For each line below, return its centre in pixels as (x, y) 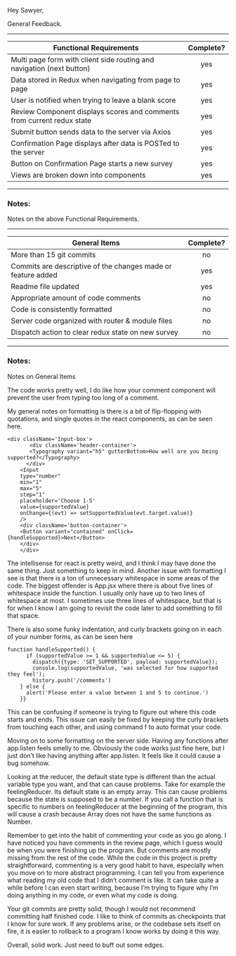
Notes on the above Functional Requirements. (73, 219)
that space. (24, 615)
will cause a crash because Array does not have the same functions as (110, 814)
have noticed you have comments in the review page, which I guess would (115, 843)
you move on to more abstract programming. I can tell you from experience (116, 872)
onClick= (120, 531)
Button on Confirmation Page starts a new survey (92, 163)
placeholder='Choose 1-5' (58, 501)
